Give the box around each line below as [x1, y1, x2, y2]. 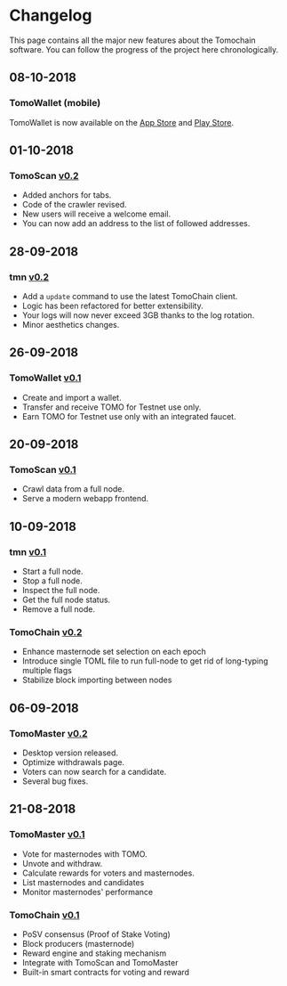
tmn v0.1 [9, 545, 47, 558]
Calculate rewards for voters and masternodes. [21, 868, 195, 878]
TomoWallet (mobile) [9, 97, 101, 110]
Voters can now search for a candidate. [21, 767, 167, 778]
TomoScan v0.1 [9, 464, 77, 476]
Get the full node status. [21, 594, 111, 606]
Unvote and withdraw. [21, 858, 103, 868]
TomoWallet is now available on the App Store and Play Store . [9, 117, 235, 127]
